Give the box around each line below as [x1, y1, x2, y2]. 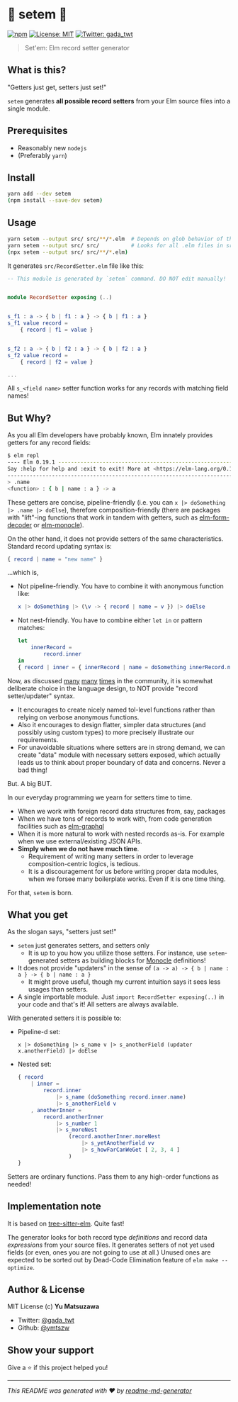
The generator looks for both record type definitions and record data [7, 1233, 208, 1241]
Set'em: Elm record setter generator [24, 43, 130, 52]
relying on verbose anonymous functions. [17, 712, 140, 722]
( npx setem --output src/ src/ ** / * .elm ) [7, 248, 129, 256]
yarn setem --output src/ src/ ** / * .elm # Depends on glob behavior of [7, 235, 223, 242]
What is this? [7, 64, 67, 77]
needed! [7, 1179, 32, 1188]
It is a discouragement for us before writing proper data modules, [28, 867, 220, 875]
